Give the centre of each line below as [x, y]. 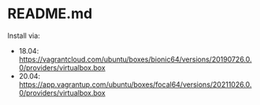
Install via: [24, 36]
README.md [50, 14]
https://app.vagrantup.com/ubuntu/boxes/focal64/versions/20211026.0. [135, 84]
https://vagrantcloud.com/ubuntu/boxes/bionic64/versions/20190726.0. [136, 59]
